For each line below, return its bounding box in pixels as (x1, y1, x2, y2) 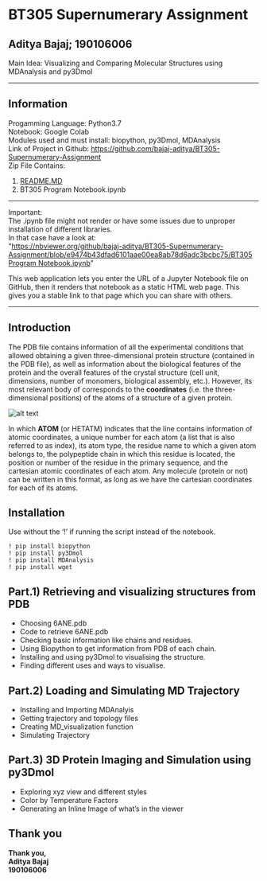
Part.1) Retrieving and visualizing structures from (8, 585, 257, 598)
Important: (8, 207, 42, 216)
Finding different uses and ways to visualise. (19, 661, 166, 670)
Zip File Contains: (8, 161, 66, 170)
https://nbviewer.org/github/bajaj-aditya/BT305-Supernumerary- (11, 241, 224, 251)
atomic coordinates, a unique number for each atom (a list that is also (8, 432, 235, 442)
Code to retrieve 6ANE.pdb (19, 627, 109, 637)
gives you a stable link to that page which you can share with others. (8, 290, 233, 300)
